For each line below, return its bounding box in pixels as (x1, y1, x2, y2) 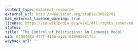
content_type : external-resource (5, 7, 74, 12)
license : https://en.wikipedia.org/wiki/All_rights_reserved (5, 20, 134, 26)
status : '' (5, 25, 28, 30)
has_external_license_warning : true (5, 16, 80, 21)
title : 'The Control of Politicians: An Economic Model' (5, 30, 125, 34)
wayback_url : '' (5, 39, 38, 44)
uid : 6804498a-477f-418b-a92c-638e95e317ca (5, 34, 96, 39)
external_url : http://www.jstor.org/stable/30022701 (5, 12, 116, 17)
